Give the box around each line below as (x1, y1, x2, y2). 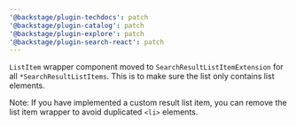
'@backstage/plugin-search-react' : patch (9, 37, 165, 47)
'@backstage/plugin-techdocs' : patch (9, 12, 149, 22)
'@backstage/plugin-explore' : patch (9, 29, 144, 38)
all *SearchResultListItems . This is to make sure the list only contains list (9, 71, 275, 82)
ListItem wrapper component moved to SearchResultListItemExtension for (9, 62, 284, 72)
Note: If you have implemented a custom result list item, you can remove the (9, 98, 287, 108)
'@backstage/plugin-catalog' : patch (9, 21, 144, 30)
